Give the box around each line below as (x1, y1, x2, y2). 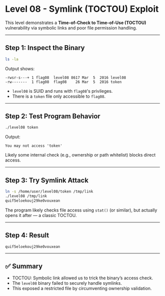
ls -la (5, 56, 19, 62)
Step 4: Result (5, 231, 49, 240)
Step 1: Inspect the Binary (5, 44, 85, 52)
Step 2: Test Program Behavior (5, 112, 101, 121)
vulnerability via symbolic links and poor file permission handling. (5, 25, 137, 30)
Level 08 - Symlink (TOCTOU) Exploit (5, 3, 159, 15)
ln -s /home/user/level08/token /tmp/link (5, 189, 93, 194)
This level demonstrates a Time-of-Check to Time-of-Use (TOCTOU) (5, 20, 146, 26)
